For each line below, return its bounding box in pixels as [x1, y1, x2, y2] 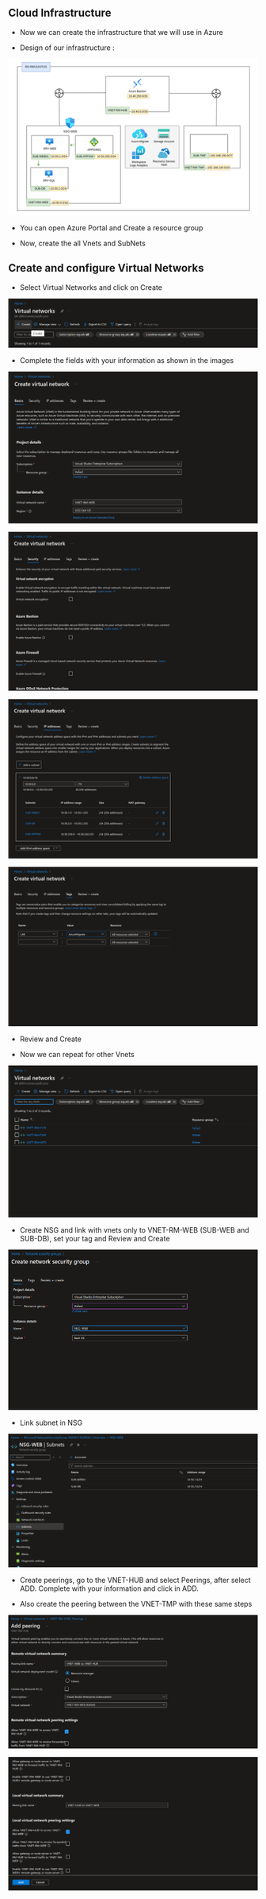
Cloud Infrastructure [8, 6, 112, 20]
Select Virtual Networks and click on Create [19, 282, 162, 292]
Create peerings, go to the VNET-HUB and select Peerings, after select [19, 1575, 251, 1584]
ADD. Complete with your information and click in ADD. [19, 1584, 199, 1593]
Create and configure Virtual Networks [8, 261, 204, 275]
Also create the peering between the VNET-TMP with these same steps [19, 1599, 253, 1608]
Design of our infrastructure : [19, 43, 115, 52]
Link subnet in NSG [19, 1418, 83, 1427]
